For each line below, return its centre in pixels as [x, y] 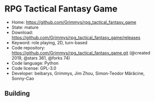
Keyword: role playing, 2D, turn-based [49, 42]
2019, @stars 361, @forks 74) [41, 58]
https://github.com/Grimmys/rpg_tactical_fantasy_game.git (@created [81, 53]
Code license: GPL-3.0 [34, 68]
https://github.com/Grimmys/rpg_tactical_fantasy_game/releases [76, 38]
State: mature [25, 27]
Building [17, 94]
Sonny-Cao [23, 78]
